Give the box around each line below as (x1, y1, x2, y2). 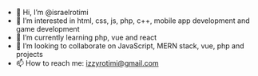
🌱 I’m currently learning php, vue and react (15, 32, 157, 42)
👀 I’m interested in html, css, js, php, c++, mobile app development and (15, 16, 250, 25)
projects (15, 50, 44, 59)
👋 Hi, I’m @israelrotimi (15, 8, 89, 17)
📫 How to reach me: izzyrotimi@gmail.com (15, 59, 159, 67)
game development (15, 25, 80, 33)
